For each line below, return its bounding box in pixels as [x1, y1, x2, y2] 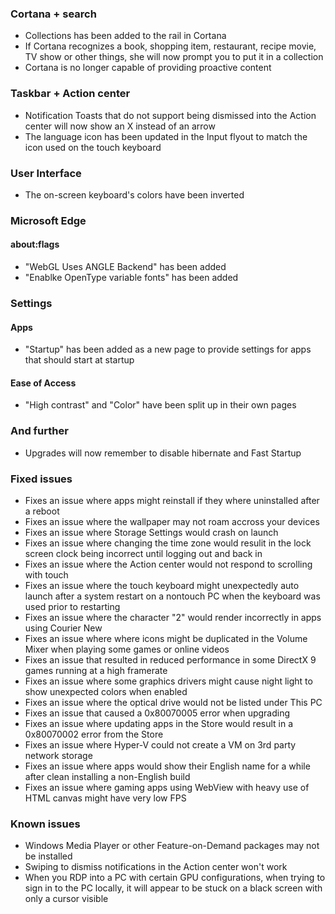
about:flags [10, 238, 60, 251]
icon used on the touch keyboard [24, 141, 162, 153]
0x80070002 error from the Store [24, 728, 164, 740]
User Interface [10, 166, 82, 180]
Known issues [10, 817, 81, 831]
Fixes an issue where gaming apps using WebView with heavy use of [24, 781, 310, 793]
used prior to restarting [24, 600, 121, 612]
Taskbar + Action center [10, 87, 131, 101]
